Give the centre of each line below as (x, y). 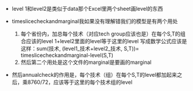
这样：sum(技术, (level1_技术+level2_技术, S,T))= (80, 48)
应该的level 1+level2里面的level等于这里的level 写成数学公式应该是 (106, 41)
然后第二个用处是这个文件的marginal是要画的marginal (86, 62)
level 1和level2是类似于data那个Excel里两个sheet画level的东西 (87, 9)
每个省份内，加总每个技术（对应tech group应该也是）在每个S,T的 (100, 34)
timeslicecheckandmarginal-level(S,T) (67, 55)
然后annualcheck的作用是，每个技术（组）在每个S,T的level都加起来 (94, 75)
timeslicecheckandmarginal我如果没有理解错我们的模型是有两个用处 (95, 21)
